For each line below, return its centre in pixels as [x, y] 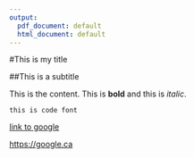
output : [24, 17]
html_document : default [61, 34]
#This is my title [38, 60]
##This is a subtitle [44, 77]
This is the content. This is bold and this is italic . [98, 94]
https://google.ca [41, 145]
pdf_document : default [59, 26]
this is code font [43, 111]
